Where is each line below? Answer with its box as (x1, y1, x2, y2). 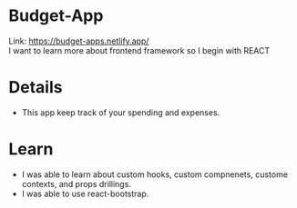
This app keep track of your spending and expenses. (21, 106, 220, 118)
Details (8, 77, 63, 98)
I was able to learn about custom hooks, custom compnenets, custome (21, 169, 289, 180)
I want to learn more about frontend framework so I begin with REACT (8, 45, 271, 55)
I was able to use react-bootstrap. (21, 188, 149, 199)
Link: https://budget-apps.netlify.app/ (8, 35, 149, 46)
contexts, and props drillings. (21, 178, 131, 189)
